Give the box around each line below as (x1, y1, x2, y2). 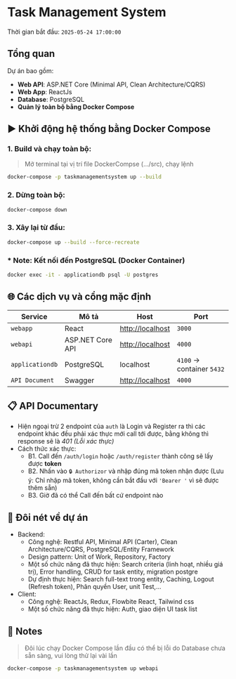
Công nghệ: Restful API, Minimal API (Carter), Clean (27, 538, 178, 546)
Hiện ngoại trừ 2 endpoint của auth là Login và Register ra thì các (17, 422, 206, 431)
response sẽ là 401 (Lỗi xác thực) (17, 437, 114, 446)
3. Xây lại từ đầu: (7, 223, 65, 233)
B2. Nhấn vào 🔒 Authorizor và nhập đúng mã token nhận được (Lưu (27, 467, 224, 475)
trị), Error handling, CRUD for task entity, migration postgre (27, 567, 198, 576)
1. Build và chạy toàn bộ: (7, 144, 92, 154)
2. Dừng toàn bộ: (7, 190, 65, 200)
